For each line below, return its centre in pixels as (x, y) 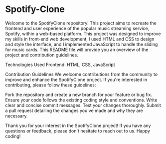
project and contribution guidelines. (42, 55)
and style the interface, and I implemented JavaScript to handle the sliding (82, 44)
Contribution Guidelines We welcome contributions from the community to (82, 74)
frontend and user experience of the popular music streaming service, (77, 28)
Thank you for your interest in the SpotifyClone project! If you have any (78, 125)
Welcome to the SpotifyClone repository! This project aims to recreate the (81, 23)
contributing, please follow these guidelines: (51, 85)
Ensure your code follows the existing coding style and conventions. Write (81, 100)
